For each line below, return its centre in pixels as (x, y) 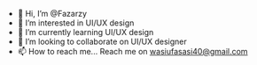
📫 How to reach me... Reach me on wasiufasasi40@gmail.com (132, 51)
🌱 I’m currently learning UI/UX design (86, 32)
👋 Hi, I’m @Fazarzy (52, 14)
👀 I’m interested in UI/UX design (76, 23)
